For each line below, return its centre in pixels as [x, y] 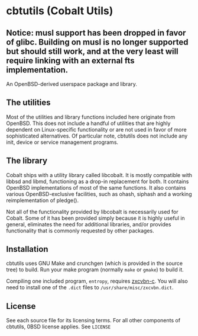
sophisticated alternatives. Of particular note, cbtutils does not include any [97, 136]
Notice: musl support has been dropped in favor [96, 33]
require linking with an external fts [70, 60]
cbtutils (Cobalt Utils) [60, 11]
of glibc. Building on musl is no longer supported [97, 42]
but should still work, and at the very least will [92, 51]
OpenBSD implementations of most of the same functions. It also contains [96, 187]
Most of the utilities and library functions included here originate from [91, 117]
